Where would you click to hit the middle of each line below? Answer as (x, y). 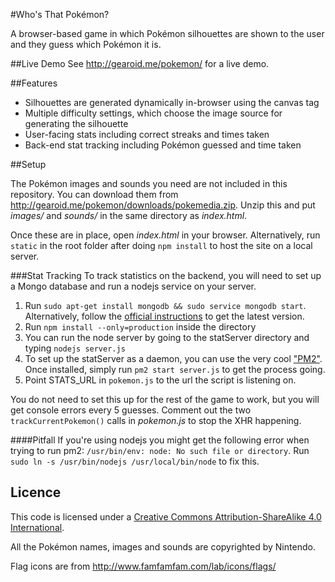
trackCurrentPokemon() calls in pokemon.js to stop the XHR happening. (156, 420)
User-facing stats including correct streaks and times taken (147, 134)
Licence (36, 492)
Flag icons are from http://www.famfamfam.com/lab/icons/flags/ (143, 566)
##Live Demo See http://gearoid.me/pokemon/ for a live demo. (140, 63)
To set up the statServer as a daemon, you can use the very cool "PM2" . (173, 358)
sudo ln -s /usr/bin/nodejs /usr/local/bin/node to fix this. (135, 461)
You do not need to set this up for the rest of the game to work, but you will (165, 399)
